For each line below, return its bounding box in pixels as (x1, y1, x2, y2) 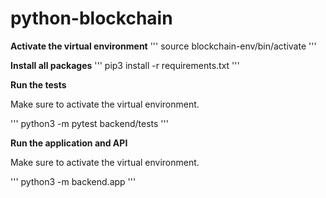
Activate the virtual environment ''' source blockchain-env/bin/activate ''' (10, 40, 317, 52)
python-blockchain (10, 7, 173, 30)
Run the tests (10, 78, 67, 91)
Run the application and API (10, 137, 128, 149)
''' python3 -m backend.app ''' (10, 175, 137, 187)
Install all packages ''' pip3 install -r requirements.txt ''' (10, 59, 240, 71)
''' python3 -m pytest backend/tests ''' (10, 117, 169, 129)
